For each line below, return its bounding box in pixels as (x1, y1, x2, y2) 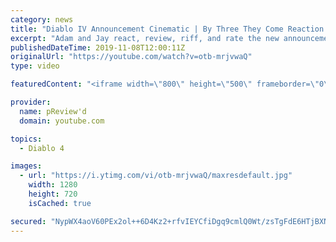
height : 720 (28, 189, 78, 199)
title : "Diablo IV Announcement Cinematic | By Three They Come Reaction (10, 24, 325, 34)
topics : (10, 134, 43, 144)
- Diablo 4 (19, 143, 65, 153)
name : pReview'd (19, 106, 87, 116)
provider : (10, 97, 52, 107)
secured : (10, 216, 47, 226)
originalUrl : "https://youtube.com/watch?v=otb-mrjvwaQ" (10, 52, 253, 62)
